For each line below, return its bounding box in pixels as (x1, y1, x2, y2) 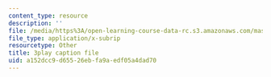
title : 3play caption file (8, 49, 99, 57)
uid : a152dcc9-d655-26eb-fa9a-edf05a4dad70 (8, 57, 157, 65)
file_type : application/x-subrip (8, 34, 121, 43)
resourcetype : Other (8, 42, 78, 50)
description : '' (8, 19, 63, 27)
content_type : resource (8, 11, 89, 20)
